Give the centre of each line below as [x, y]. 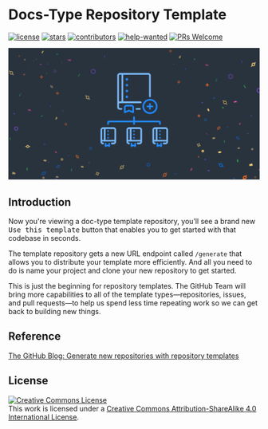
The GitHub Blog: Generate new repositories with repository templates [124, 356]
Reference [35, 337]
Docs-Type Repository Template [118, 15]
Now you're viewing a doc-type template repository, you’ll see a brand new [132, 222]
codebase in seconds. [45, 238]
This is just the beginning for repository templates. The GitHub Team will [127, 286]
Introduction [40, 202]
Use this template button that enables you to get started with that [122, 230]
